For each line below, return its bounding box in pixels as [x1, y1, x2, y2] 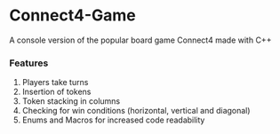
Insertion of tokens [21, 86, 92, 98]
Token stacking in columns [21, 96, 121, 106]
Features [9, 57, 49, 69]
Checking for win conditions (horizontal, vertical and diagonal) [21, 106, 251, 116]
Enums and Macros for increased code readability [21, 114, 205, 125]
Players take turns [21, 77, 89, 88]
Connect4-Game [9, 5, 136, 26]
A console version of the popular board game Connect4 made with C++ [9, 35, 272, 45]
